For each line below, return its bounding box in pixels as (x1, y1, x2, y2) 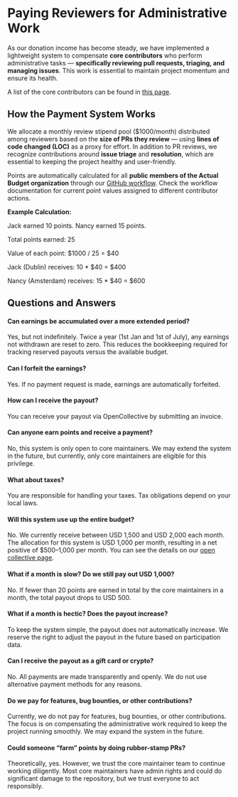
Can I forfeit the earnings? (7, 364, 87, 373)
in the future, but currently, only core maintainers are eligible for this (7, 451, 207, 460)
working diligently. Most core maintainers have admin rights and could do (7, 766, 222, 776)
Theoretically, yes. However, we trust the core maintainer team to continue (7, 759, 226, 768)
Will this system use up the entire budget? (7, 515, 135, 523)
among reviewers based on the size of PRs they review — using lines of (7, 134, 220, 143)
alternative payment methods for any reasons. (7, 680, 143, 688)
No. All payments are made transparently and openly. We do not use (7, 672, 207, 680)
